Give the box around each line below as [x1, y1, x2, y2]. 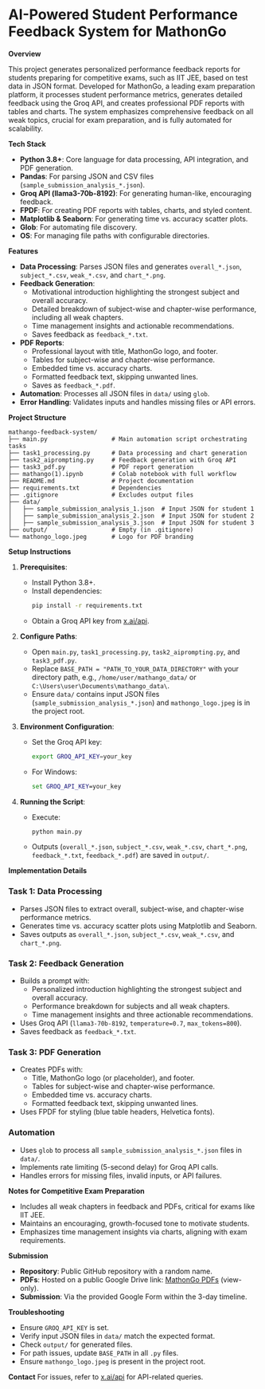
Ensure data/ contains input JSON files [31, 689, 160, 698]
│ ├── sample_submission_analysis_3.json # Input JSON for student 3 [8, 518, 255, 527]
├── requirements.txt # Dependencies [8, 484, 162, 492]
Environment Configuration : [19, 722, 115, 731]
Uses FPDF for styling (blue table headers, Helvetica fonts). [19, 1107, 215, 1117]
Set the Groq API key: [31, 737, 103, 746]
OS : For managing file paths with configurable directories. [19, 230, 210, 240]
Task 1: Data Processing [8, 886, 103, 897]
